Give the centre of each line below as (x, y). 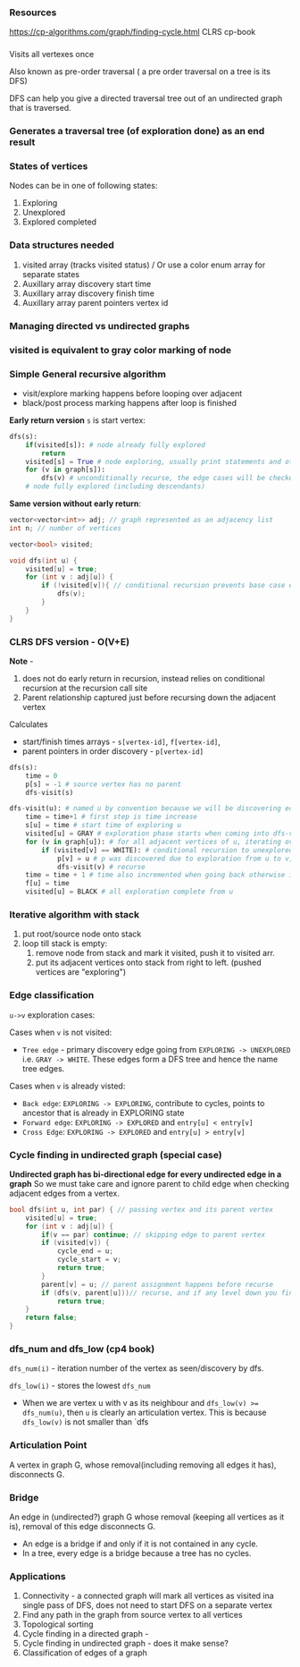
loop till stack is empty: (65, 944)
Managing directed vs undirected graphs (100, 326)
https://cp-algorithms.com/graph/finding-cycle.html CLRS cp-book (133, 32)
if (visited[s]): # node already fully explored (115, 444)
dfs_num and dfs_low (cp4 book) (82, 1349)
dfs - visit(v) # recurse (101, 867)
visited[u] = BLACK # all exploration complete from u (129, 892)
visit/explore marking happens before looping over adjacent (132, 393)
